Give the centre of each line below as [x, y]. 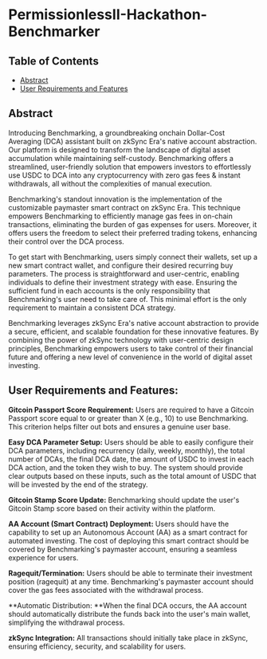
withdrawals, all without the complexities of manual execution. [110, 183]
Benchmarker [54, 31]
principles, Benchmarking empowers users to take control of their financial [131, 348]
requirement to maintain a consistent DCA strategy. [92, 308]
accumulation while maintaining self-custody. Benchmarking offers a [121, 158]
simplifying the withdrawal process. [67, 622]
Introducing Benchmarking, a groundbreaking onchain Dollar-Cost [117, 132]
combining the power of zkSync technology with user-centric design [121, 339]
